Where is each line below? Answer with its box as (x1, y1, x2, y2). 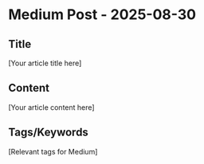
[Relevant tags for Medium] (8, 146, 98, 156)
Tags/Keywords (8, 126, 89, 139)
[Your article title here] (8, 58, 82, 68)
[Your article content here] (8, 102, 95, 112)
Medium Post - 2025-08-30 (8, 6, 197, 24)
